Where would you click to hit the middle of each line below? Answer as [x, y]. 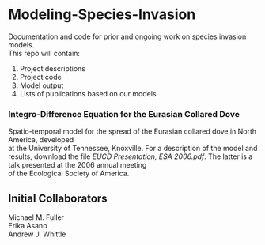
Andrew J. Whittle [37, 234]
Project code [40, 77]
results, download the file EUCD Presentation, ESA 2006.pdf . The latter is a [131, 156]
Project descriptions [52, 68]
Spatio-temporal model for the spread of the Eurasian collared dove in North [132, 131]
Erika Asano [28, 226]
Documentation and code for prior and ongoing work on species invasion [127, 36]
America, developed [41, 140]
